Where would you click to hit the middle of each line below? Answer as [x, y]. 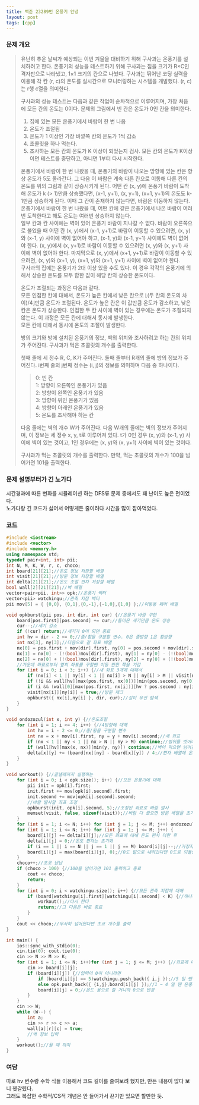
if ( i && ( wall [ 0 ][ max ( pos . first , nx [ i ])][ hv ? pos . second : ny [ [110, 687]
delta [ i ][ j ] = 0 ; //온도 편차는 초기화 [70, 841]
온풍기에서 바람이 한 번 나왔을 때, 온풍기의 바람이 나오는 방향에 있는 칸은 [103, 171]
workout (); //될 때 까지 [44, 1045]
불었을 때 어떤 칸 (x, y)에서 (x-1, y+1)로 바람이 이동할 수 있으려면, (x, [106, 230]
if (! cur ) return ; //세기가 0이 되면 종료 [64, 632]
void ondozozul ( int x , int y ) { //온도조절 [57, 720]
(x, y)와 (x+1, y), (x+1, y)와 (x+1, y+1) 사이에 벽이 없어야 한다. [109, 260]
